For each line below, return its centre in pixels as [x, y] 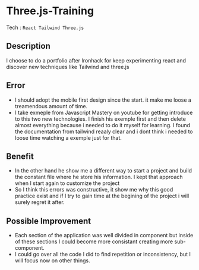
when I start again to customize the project [67, 183]
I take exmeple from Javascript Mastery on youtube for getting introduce [104, 112]
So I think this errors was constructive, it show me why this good [94, 190]
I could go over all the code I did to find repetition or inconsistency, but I [103, 255]
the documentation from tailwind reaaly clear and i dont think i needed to [104, 131]
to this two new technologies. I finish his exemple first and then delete [100, 119]
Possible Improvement [48, 221]
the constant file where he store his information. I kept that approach [99, 177]
